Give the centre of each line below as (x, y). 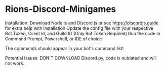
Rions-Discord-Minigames (61, 9)
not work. (15, 63)
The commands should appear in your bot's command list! (64, 48)
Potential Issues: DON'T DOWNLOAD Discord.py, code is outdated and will (81, 58)
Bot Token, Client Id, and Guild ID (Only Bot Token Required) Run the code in (83, 33)
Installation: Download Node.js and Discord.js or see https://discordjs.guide (82, 23)
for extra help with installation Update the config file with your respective (79, 28)
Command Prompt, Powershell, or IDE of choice (54, 39)
